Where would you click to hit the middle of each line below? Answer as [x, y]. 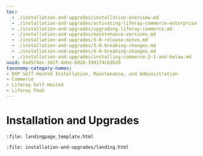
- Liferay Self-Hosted [35, 85]
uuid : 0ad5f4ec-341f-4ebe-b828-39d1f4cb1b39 [64, 62]
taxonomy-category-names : [39, 68]
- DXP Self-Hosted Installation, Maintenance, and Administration [92, 74]
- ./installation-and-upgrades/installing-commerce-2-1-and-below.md [101, 57]
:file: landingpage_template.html [50, 137]
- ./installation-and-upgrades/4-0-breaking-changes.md [84, 51]
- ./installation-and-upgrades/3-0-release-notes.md [80, 40]
